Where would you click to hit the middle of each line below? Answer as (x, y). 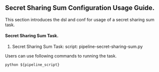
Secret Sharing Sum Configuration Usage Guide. (80, 8)
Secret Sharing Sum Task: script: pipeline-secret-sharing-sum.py (77, 47)
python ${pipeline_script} (32, 65)
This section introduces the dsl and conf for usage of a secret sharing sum (80, 19)
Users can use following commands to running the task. (61, 56)
